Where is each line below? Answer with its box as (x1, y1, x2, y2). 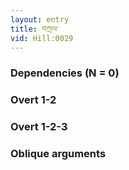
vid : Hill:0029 (10, 33, 74, 43)
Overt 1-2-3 (10, 120, 68, 134)
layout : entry (10, 14, 70, 25)
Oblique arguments (10, 147, 107, 161)
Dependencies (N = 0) (10, 66, 120, 80)
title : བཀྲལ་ (10, 24, 60, 34)
